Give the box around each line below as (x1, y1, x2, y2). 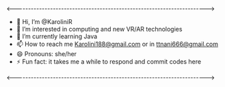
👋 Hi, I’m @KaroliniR (16, 18, 72, 25)
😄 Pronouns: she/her (16, 50, 77, 58)
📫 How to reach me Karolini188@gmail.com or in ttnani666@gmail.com (16, 40, 219, 48)
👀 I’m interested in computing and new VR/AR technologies (16, 25, 183, 33)
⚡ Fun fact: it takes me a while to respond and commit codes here (16, 58, 202, 66)
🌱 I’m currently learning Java (16, 32, 98, 40)
